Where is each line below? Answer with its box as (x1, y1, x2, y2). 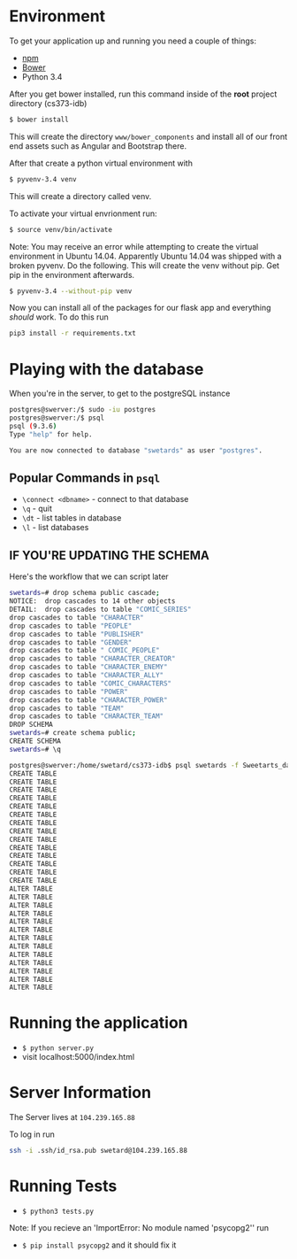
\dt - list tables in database (21, 513, 122, 523)
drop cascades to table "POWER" (9, 687, 128, 696)
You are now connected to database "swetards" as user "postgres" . (9, 445, 263, 455)
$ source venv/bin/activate (9, 225, 113, 234)
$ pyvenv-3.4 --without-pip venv (9, 286, 133, 296)
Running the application (9, 1013, 188, 1033)
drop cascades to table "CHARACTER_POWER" (9, 695, 168, 705)
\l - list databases (21, 522, 89, 533)
